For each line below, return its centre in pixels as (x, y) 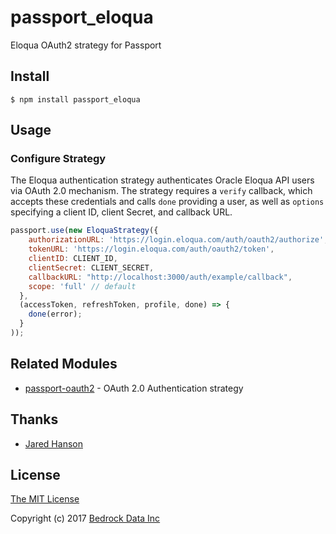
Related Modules (64, 364)
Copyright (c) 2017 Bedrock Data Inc (85, 518)
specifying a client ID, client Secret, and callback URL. (121, 212)
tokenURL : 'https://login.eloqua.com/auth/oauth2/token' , (151, 249)
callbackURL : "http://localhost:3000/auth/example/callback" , (160, 277)
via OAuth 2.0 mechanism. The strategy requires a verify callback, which (161, 191)
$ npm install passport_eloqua (75, 99)
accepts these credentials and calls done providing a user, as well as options (167, 202)
